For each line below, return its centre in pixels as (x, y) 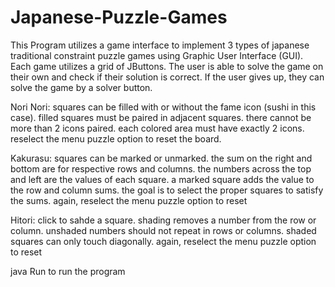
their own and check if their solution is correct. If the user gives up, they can (167, 77)
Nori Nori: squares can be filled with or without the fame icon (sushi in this (163, 107)
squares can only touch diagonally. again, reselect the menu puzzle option (163, 241)
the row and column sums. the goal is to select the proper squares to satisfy (167, 190)
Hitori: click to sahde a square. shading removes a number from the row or (163, 220)
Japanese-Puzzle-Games (119, 17)
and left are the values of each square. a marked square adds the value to (162, 179)
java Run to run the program (68, 271)
